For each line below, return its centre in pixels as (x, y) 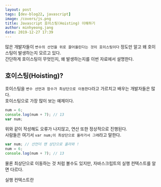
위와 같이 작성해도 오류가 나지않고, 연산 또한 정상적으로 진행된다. (66, 129)
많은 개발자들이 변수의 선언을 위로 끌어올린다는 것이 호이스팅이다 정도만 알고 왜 (76, 47)
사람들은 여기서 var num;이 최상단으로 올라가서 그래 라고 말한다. (63, 135)
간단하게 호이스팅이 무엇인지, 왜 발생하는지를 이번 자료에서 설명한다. (70, 59)
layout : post (18, 10)
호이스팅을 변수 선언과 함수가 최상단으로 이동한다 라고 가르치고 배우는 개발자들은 (78, 88)
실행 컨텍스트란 (20, 180)
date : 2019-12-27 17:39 (29, 32)
